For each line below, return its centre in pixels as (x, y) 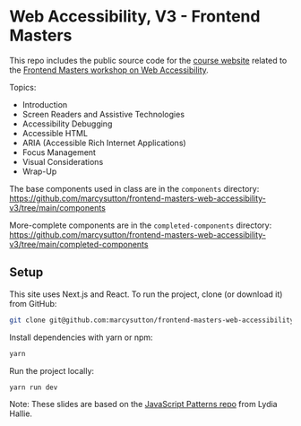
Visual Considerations (63, 161)
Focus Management (59, 152)
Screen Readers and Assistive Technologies (103, 114)
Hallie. (21, 413)
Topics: (23, 87)
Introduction (45, 104)
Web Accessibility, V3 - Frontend (135, 17)
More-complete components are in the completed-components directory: (141, 225)
